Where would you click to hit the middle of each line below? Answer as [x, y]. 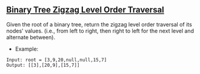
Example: [27, 49]
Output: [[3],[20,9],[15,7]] [43, 65]
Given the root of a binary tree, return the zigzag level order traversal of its [99, 24]
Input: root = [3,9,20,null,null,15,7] [57, 60]
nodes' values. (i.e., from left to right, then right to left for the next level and [100, 31]
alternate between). [31, 37]
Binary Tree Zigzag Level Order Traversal [85, 10]
